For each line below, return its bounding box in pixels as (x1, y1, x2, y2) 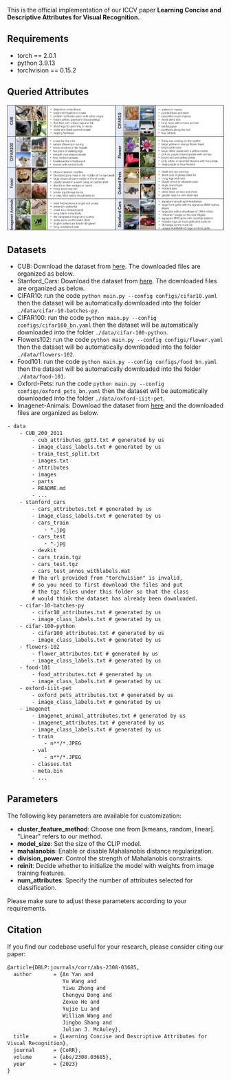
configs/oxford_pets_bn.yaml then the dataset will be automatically (16, 387, 208, 395)
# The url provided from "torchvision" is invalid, (32, 575, 184, 582)
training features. (16, 869, 66, 877)
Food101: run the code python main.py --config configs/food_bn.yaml (16, 358, 217, 366)
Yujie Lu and (62, 1005, 100, 1012)
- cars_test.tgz (32, 561, 78, 568)
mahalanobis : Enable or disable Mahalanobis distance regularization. (16, 847, 214, 855)
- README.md (32, 485, 67, 492)
